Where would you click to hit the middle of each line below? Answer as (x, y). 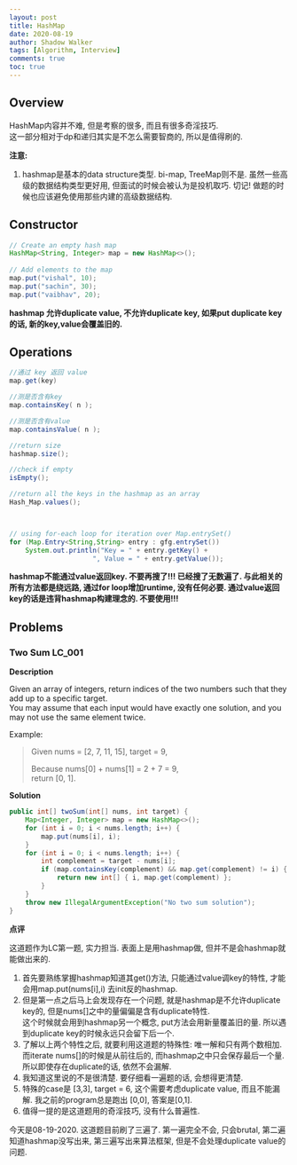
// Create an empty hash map (63, 245)
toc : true (27, 67)
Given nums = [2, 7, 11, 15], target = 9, (99, 752)
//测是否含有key (36, 397)
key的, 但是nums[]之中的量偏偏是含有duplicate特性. (116, 1011)
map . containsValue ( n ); (55, 429)
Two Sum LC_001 (47, 652)
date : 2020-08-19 (41, 34)
